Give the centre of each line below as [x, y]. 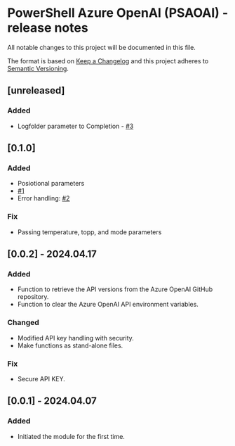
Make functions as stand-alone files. [70, 345]
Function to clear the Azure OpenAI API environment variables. [108, 305]
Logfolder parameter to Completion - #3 [75, 126]
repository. [33, 297]
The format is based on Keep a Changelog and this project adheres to [108, 60]
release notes [48, 28]
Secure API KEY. [41, 378]
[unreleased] [36, 90]
